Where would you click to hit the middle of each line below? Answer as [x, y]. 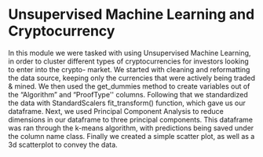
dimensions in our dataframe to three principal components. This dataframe [131, 119]
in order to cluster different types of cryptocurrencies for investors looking [128, 61]
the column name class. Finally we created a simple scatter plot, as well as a [131, 136]
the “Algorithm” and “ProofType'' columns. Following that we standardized [128, 94]
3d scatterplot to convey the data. [63, 144]
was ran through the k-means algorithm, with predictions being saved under [131, 128]
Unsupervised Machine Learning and [131, 15]
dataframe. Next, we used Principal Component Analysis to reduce [116, 111]
